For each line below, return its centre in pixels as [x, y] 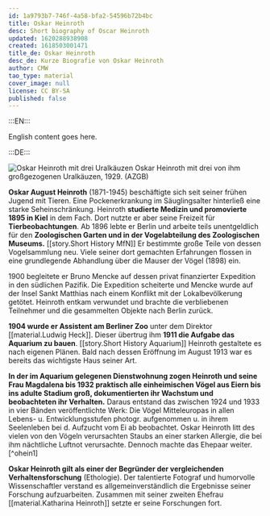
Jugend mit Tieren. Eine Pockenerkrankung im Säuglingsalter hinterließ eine [134, 201]
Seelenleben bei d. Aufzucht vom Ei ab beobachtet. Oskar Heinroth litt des [132, 427]
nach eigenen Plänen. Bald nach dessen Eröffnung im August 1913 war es [130, 352]
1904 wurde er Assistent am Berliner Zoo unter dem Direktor [110, 327]
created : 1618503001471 [48, 46]
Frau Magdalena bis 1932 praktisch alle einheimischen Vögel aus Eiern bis [135, 385]
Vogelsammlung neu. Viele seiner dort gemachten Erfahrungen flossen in [130, 252]
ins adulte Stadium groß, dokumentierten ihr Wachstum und [111, 393]
